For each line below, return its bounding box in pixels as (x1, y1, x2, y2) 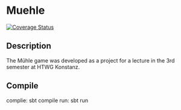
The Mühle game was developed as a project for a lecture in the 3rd (6, 57, 175, 64)
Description (6, 41, 51, 51)
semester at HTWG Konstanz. (6, 63, 80, 70)
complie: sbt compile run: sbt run (6, 97, 89, 104)
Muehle (6, 4, 45, 17)
